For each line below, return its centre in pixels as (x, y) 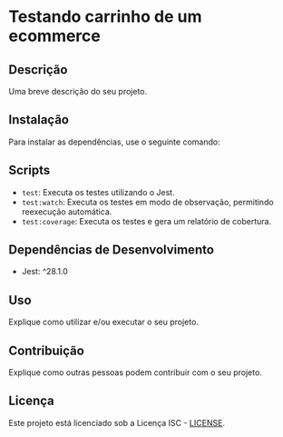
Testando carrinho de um (105, 17)
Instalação (39, 120)
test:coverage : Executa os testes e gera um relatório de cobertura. (146, 221)
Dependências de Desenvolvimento (112, 250)
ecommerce (54, 36)
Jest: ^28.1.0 (45, 272)
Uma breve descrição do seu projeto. (78, 91)
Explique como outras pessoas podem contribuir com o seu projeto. (135, 372)
